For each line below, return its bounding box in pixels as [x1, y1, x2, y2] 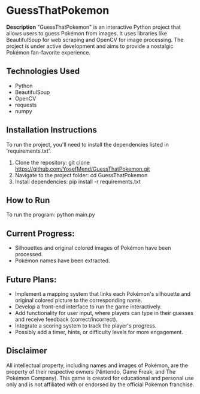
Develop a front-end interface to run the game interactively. [14, 303, 162, 310]
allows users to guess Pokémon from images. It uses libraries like [6, 29, 168, 37]
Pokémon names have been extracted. [14, 257, 110, 264]
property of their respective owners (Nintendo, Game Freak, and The [6, 368, 176, 375]
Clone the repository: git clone [14, 159, 90, 166]
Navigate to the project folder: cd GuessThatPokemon [14, 171, 148, 178]
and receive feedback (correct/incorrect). [14, 316, 118, 323]
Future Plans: [6, 274, 57, 284]
